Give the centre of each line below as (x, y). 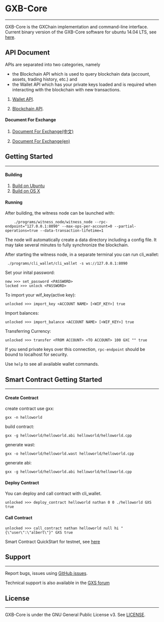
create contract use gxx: (30, 408)
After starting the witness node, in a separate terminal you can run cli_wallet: (82, 255)
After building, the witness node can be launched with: (60, 213)
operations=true (21, 231)
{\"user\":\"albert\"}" (29, 532)
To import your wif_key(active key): (41, 295)
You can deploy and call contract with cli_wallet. (53, 493)
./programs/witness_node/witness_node (53, 222)
